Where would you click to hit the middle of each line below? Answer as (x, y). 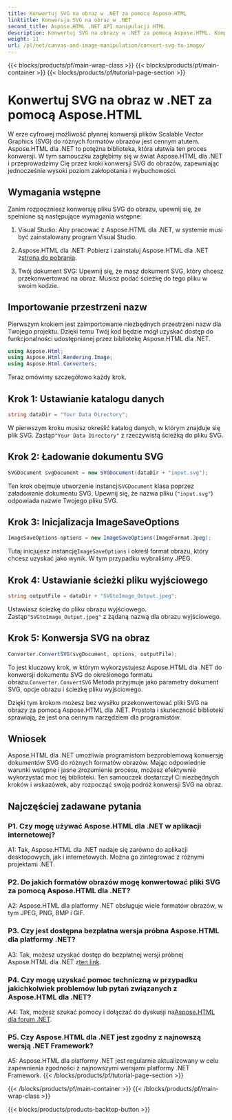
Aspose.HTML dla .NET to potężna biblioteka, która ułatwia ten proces (107, 148)
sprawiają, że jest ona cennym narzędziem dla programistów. (94, 717)
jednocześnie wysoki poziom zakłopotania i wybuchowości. (93, 170)
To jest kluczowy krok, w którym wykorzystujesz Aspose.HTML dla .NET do (115, 667)
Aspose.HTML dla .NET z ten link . (55, 961)
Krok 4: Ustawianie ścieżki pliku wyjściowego (108, 580)
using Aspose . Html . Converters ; (53, 364)
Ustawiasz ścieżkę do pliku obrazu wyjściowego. (77, 609)
